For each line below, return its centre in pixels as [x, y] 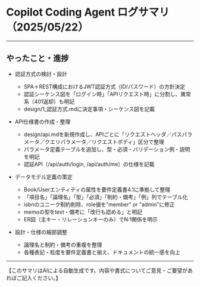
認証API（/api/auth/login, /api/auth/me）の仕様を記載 [89, 164]
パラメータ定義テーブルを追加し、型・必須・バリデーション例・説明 [107, 149]
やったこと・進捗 [37, 58]
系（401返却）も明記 [49, 101]
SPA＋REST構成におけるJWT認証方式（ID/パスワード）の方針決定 [104, 87]
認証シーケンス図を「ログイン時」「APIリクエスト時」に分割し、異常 [107, 94]
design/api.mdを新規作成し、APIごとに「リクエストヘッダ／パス [103, 134]
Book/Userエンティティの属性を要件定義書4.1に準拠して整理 [97, 189]
